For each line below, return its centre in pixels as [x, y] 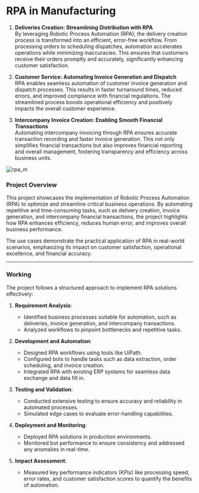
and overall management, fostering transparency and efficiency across [101, 151]
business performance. [35, 230]
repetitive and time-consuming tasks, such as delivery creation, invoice [93, 211]
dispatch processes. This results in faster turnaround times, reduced [98, 89]
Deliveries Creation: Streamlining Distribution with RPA [84, 27]
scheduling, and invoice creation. [64, 365]
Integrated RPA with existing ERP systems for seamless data [97, 371]
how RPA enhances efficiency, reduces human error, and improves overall [96, 223]
